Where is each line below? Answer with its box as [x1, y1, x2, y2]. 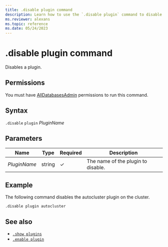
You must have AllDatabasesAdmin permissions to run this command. [5, 92, 148, 98]
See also [5, 217, 32, 226]
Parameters [5, 134, 42, 143]
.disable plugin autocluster [5, 204, 66, 209]
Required [59, 149, 82, 156]
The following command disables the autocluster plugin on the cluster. [5, 194, 150, 200]
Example [5, 181, 33, 189]
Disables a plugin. [5, 64, 42, 70]
